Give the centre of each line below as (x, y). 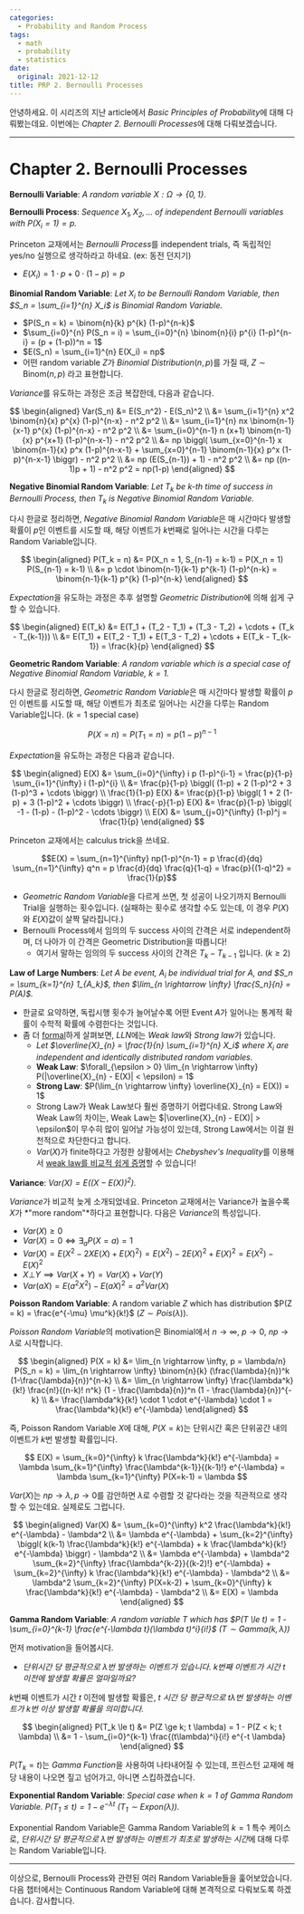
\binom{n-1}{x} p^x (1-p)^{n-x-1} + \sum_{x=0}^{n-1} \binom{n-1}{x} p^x (146, 449)
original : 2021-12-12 (58, 77)
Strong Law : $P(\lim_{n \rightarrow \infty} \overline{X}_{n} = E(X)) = (163, 1086)
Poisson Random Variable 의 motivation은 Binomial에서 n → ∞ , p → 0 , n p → (149, 1332)
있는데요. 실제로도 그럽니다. (77, 1506)
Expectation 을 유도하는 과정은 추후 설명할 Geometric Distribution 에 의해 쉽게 (147, 598)
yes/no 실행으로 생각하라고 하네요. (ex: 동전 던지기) (100, 255)
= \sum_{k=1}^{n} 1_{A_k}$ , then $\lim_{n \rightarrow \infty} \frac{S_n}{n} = (150, 985)
